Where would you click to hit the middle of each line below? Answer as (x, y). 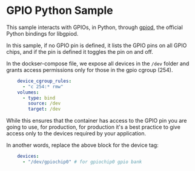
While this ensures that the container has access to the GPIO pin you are (97, 121)
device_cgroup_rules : (44, 81)
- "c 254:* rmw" (43, 86)
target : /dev (45, 109)
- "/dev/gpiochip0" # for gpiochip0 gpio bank (82, 162)
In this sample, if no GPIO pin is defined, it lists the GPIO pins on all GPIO (97, 45)
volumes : (28, 92)
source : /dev (45, 103)
